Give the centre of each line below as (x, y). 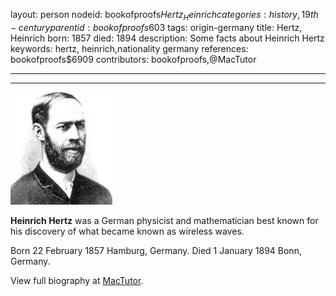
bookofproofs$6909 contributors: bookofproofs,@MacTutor (133, 59)
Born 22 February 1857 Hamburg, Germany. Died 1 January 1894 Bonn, (156, 250)
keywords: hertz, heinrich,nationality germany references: (129, 48)
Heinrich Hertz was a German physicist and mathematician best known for (164, 220)
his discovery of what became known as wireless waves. (127, 231)
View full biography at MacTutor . (77, 280)
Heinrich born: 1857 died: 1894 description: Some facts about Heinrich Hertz (167, 38)
